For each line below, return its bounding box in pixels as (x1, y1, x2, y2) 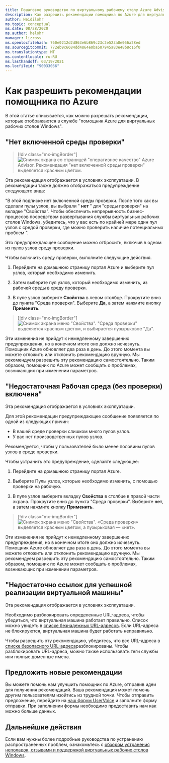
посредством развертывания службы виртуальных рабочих (29, 214, 160, 220)
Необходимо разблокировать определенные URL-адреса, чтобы (5, 611, 145, 617)
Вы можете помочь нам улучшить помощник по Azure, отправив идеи (5, 681, 156, 687)
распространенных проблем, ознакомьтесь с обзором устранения (5, 741, 150, 748)
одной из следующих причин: (5, 419, 69, 425)
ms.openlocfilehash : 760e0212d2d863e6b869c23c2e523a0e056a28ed (5, 40, 141, 45)
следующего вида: (5, 187, 45, 194)
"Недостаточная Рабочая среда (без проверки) (5, 382, 163, 391)
